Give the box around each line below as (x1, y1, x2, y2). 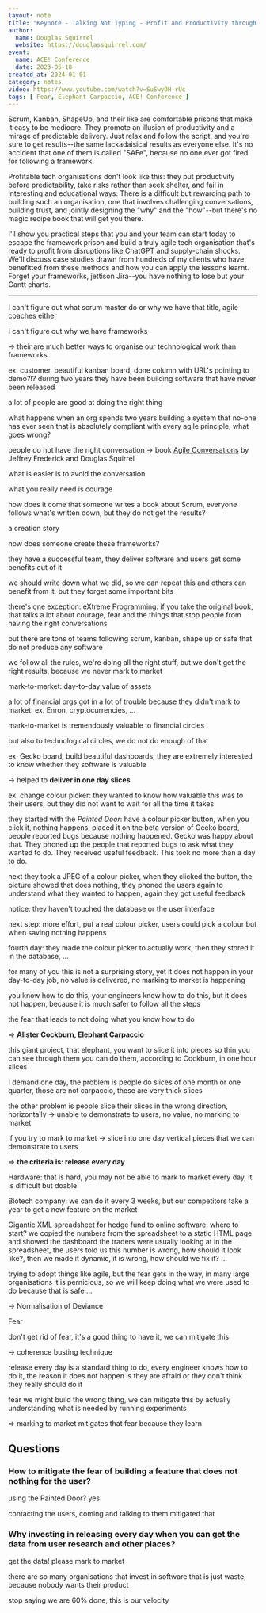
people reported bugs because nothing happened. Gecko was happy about (8, 831, 253, 841)
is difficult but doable (8, 1181, 78, 1191)
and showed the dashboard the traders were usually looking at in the (8, 1237, 232, 1247)
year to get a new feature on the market (8, 1205, 138, 1214)
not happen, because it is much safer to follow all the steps (8, 1000, 200, 1009)
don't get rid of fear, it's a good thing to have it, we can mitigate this (8, 1332, 230, 1342)
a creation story (8, 524, 60, 533)
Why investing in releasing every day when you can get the (8, 1528, 240, 1539)
